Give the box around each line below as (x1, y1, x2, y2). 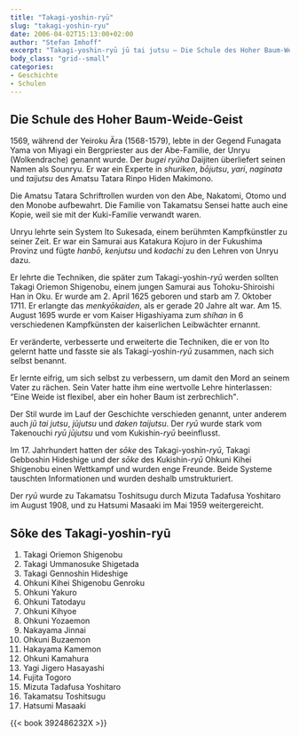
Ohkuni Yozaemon (22, 615, 90, 627)
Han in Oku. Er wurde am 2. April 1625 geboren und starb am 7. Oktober (10, 291, 272, 302)
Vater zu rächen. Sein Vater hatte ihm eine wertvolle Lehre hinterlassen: (10, 382, 272, 393)
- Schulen (10, 79, 47, 88)
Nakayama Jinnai (22, 625, 87, 636)
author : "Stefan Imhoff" (10, 37, 102, 47)
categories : (10, 63, 54, 72)
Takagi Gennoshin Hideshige (22, 568, 129, 579)
